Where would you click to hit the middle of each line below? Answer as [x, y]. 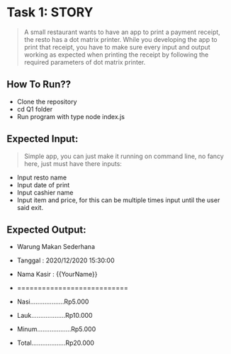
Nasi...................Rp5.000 [53, 302]
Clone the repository [47, 101]
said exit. [30, 207]
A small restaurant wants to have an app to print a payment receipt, [122, 32]
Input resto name [42, 177]
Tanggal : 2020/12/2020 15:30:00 [66, 260]
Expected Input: [43, 139]
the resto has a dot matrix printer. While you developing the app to [120, 39]
